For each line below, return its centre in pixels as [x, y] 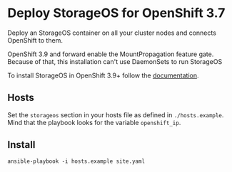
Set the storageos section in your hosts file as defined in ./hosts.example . [116, 114]
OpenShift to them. [35, 40]
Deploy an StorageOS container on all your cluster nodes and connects [112, 33]
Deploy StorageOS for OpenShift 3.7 [116, 13]
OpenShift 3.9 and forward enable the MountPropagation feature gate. [111, 54]
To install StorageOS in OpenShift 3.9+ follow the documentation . [103, 75]
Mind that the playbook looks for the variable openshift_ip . [94, 122]
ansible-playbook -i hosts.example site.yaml [76, 161]
